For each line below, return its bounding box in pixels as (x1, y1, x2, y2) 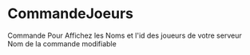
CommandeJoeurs (7, 5, 133, 23)
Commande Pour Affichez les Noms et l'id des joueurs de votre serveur (7, 31, 242, 40)
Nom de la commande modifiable (7, 38, 117, 48)
